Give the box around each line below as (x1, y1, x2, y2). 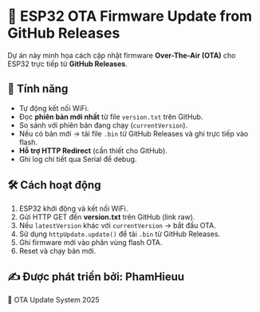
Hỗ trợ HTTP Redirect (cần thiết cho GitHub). (18, 145, 168, 155)
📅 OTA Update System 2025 (7, 295, 100, 305)
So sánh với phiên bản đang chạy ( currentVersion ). (18, 120, 188, 130)
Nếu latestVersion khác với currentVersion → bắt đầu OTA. (18, 220, 216, 230)
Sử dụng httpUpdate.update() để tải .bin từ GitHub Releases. (18, 229, 221, 239)
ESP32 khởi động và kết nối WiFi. (18, 203, 128, 213)
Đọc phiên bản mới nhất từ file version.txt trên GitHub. (18, 112, 203, 121)
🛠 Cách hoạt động (7, 179, 101, 192)
